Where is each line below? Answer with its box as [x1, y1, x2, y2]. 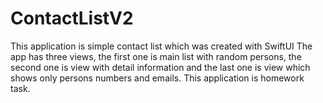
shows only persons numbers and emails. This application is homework [10, 72, 305, 84]
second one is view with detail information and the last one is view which [10, 61, 311, 73]
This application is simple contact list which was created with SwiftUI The [10, 40, 313, 52]
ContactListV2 [10, 7, 134, 30]
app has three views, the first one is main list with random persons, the [10, 50, 302, 62]
